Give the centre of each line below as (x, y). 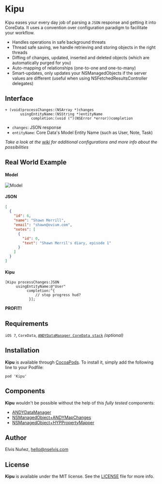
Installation (22, 350)
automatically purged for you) (42, 63)
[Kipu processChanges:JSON (32, 283)
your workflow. (20, 33)
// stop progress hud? (58, 295)
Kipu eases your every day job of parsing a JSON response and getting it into (81, 22)
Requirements (27, 324)
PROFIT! (14, 308)
